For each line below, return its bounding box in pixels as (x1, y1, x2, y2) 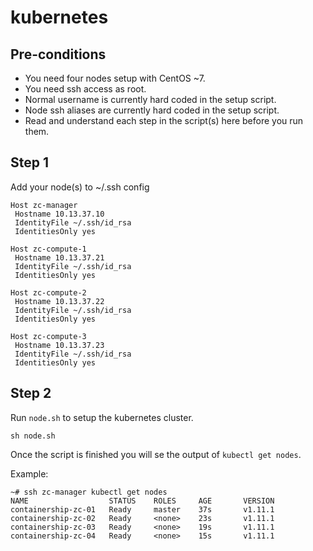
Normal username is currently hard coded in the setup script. (24, 94, 277, 105)
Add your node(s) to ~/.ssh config (10, 181, 150, 193)
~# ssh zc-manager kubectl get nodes (10, 487, 168, 497)
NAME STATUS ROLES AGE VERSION (10, 496, 275, 506)
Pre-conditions (10, 46, 107, 63)
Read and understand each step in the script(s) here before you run (24, 115, 304, 126)
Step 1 (10, 154, 50, 171)
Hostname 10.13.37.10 (14, 209, 105, 219)
